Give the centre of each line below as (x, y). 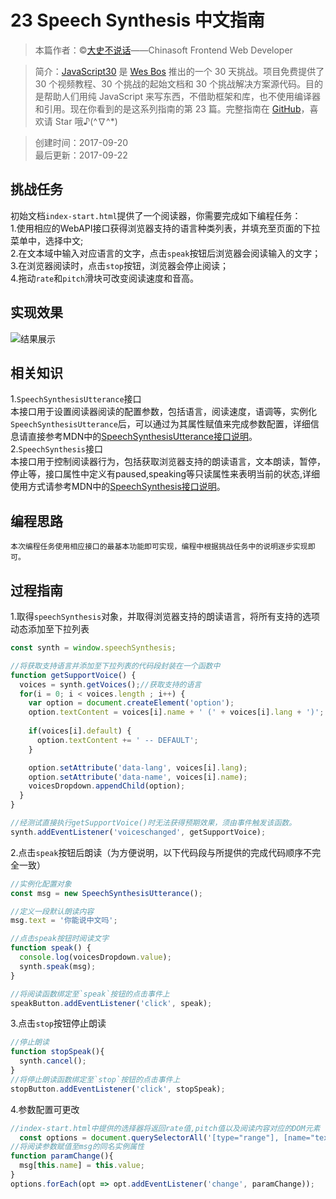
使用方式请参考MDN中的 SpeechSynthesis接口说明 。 (118, 487)
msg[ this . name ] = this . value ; (82, 1166)
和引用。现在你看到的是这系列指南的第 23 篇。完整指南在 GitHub (168, 108)
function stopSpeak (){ (57, 1052)
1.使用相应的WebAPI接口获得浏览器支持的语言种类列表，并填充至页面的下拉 (165, 228)
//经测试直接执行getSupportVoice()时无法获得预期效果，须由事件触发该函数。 (153, 823)
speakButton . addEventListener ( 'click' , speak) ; (111, 1003)
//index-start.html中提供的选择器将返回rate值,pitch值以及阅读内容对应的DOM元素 (165, 1128)
